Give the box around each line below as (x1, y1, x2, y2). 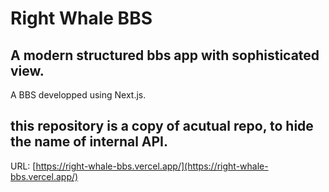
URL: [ (10, 160, 37, 172)
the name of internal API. (10, 133, 169, 151)
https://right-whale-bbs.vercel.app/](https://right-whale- (35, 160, 269, 172)
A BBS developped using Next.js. (10, 89, 147, 101)
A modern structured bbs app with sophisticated (10, 47, 320, 64)
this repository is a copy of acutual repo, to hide (10, 118, 314, 135)
